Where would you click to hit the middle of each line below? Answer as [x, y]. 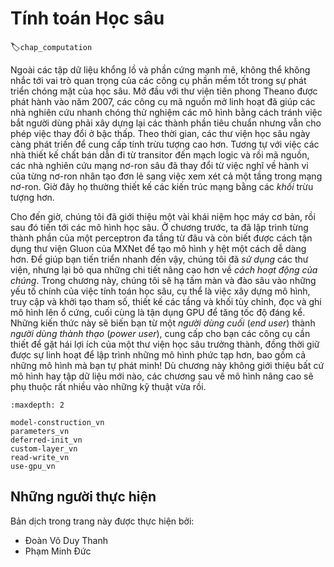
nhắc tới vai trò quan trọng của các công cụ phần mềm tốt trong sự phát [158, 80]
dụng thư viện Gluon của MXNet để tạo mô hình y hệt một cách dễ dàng [158, 248]
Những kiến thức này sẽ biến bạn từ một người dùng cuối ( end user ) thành [163, 323]
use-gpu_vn [33, 466]
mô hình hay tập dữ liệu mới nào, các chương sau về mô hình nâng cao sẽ [162, 376]
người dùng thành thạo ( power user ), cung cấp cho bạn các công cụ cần [160, 333]
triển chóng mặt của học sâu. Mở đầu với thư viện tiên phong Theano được [164, 91]
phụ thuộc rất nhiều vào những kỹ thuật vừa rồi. [108, 386]
